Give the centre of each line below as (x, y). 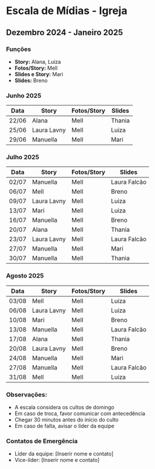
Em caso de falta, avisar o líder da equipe (64, 426)
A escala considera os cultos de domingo (64, 408)
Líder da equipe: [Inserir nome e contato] (64, 454)
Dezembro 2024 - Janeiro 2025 (65, 32)
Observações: (27, 395)
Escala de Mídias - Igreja (67, 11)
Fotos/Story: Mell (36, 68)
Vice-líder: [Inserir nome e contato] (57, 460)
